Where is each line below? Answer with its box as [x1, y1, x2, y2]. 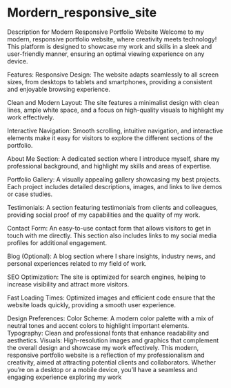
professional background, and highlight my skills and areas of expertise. [7, 162, 212, 170]
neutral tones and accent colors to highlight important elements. [7, 321, 190, 329]
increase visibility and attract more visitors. [7, 280, 130, 288]
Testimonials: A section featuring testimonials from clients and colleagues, [7, 203, 219, 211]
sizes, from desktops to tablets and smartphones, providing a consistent [7, 77, 212, 86]
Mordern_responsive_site [7, 5, 157, 21]
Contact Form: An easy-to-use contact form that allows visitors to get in [7, 224, 212, 232]
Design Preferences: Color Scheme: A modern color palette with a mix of [7, 314, 214, 322]
